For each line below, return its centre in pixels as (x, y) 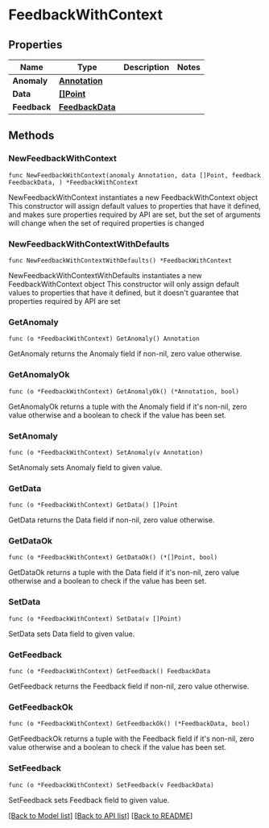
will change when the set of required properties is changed (106, 223)
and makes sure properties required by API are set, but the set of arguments (134, 214)
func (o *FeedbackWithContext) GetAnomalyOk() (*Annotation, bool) (124, 391)
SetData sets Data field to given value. (72, 634)
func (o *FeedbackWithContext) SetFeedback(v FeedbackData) (112, 785)
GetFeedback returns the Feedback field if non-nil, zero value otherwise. (129, 686)
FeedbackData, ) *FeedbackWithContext (73, 182)
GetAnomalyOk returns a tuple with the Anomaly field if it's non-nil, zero (128, 406)
